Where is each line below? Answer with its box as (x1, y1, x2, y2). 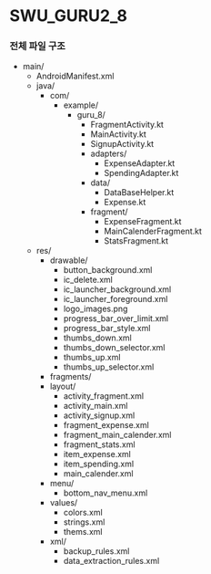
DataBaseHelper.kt (104, 187, 175, 198)
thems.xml (63, 527, 103, 537)
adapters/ (90, 148, 127, 160)
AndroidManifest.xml (35, 70, 115, 82)
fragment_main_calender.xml (63, 430, 172, 441)
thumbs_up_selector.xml (63, 361, 155, 372)
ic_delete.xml (63, 275, 114, 286)
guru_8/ (76, 110, 106, 120)
